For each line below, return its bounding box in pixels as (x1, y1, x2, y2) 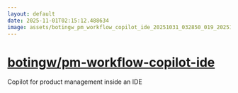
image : (7, 23, 27, 31)
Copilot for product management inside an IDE (7, 77, 143, 86)
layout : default (7, 10, 55, 18)
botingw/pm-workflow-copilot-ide (7, 54, 215, 70)
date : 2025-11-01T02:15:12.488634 (7, 17, 110, 24)
